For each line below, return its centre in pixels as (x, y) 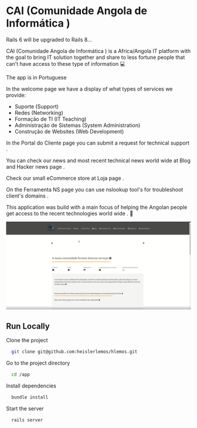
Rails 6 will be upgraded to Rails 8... (49, 39)
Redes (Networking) (39, 112)
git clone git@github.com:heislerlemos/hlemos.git (74, 352)
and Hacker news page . (35, 166)
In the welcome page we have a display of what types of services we (89, 89)
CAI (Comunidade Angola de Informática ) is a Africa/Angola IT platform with (98, 51)
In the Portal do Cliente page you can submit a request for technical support (98, 143)
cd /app (21, 374)
